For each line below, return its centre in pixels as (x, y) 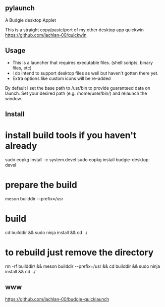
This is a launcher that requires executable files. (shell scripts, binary (82, 62)
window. (14, 98)
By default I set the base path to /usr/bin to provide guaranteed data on (78, 88)
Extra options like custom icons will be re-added (61, 78)
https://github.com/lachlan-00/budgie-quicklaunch (57, 299)
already (21, 146)
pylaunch (20, 8)
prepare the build (41, 185)
